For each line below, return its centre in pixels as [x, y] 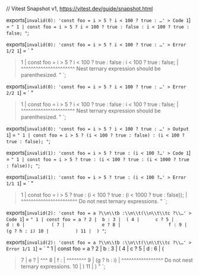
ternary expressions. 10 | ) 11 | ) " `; [63, 266]
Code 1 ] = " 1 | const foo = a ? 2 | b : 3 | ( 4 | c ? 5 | [90, 219]
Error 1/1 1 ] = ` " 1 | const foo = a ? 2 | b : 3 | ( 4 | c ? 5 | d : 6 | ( [85, 249]
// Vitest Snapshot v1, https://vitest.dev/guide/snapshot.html [80, 9]
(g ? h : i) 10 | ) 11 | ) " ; [56, 231]
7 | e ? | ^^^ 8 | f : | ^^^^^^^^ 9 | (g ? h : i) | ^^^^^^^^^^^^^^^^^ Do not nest [107, 260]
